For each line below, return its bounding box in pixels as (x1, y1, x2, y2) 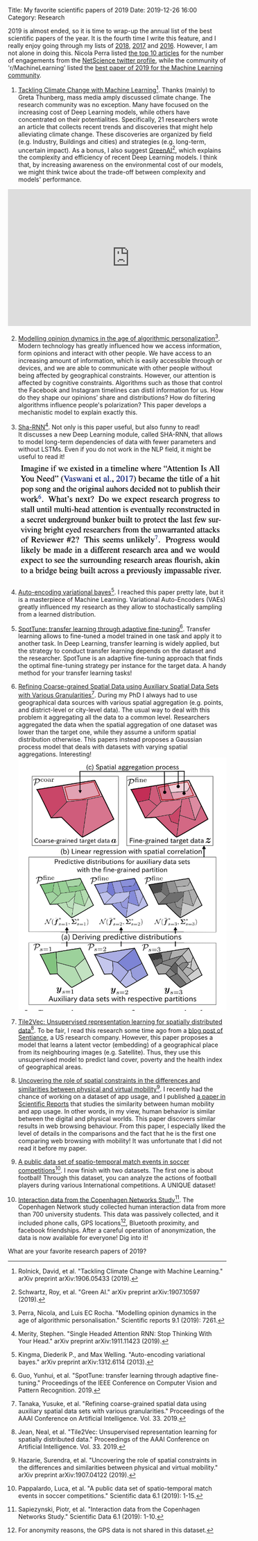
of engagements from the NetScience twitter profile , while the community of (8, 56, 226, 65)
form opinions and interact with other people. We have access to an (17, 349, 212, 357)
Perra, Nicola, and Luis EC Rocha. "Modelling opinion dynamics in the (17, 1309, 217, 1317)
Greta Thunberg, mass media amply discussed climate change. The (17, 93, 212, 101)
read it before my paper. (17, 1144, 87, 1152)
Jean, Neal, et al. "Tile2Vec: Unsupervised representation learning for (17, 1428, 217, 1436)
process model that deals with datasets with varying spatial (17, 743, 188, 751)
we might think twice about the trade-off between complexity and (17, 168, 206, 177)
